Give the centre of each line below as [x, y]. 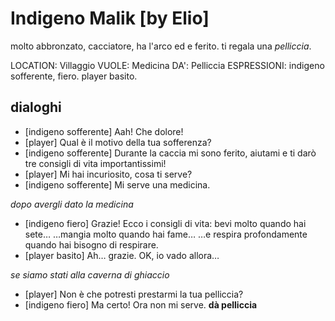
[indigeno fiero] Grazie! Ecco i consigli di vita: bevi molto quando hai [165, 223]
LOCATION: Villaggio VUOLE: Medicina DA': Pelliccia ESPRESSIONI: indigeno [167, 65]
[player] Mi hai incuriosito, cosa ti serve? [108, 174]
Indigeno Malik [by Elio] [110, 18]
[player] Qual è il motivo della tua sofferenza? [118, 142]
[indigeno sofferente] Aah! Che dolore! [104, 131]
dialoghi [36, 107]
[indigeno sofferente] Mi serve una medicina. [117, 184]
